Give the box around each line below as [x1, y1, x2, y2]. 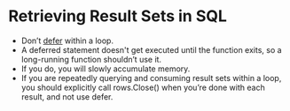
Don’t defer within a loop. [20, 35, 114, 46]
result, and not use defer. [20, 91, 114, 102]
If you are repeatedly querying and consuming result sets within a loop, [20, 72, 282, 83]
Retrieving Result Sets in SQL [8, 6, 228, 26]
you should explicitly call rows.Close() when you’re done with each [20, 82, 265, 92]
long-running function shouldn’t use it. [20, 54, 161, 64]
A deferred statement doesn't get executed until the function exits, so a [20, 44, 282, 55]
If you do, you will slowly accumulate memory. [20, 63, 191, 74]
